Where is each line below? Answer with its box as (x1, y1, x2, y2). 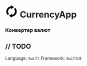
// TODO (5, 42, 31, 51)
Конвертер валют (5, 27, 51, 34)
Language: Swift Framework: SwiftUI (5, 55, 82, 61)
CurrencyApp (19, 9, 77, 20)
